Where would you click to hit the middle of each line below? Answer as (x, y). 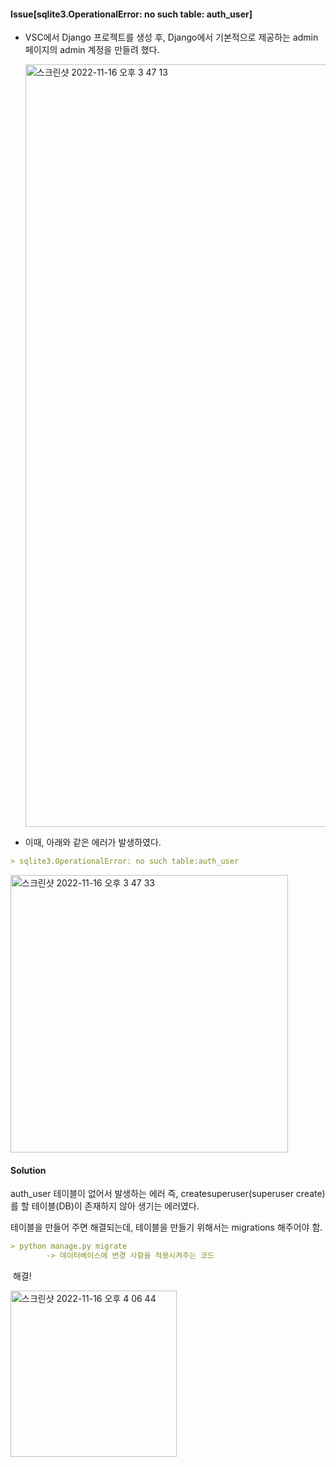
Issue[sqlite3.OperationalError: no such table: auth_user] (131, 14)
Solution (28, 1170)
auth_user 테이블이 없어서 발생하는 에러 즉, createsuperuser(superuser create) (168, 1194)
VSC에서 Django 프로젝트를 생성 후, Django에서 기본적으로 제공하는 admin (171, 37)
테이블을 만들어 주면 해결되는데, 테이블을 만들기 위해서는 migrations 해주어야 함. (166, 1227)
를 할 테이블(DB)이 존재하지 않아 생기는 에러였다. (105, 1206)
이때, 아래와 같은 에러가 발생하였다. (93, 842)
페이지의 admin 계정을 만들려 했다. (92, 50)
